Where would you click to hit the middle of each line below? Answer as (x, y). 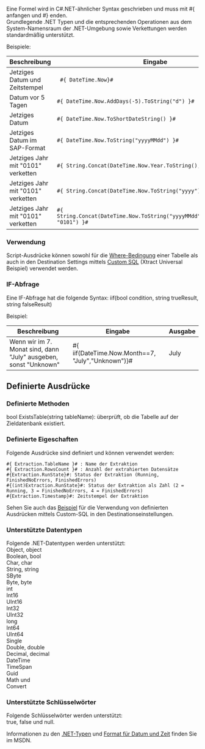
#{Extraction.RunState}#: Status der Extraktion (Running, (83, 475)
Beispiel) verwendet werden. (42, 268)
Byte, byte (19, 582)
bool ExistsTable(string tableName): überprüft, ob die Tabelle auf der (92, 417)
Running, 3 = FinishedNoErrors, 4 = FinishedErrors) (75, 491)
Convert (16, 686)
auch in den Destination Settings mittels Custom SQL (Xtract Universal (95, 262)
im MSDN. (19, 740)
